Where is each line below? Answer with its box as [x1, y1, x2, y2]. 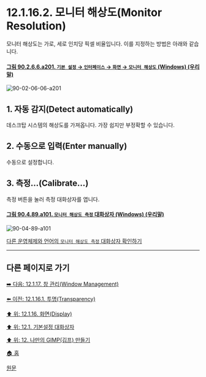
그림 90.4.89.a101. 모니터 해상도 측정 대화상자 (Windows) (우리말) [6, 211, 164, 218]
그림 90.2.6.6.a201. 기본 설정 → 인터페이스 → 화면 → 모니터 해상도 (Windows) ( [6, 63, 190, 70]
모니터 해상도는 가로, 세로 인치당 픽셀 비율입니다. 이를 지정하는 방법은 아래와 [6, 40, 188, 47]
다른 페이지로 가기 [6, 263, 70, 273]
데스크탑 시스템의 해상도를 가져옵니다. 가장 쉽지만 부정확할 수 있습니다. [6, 121, 175, 129]
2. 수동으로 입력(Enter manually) [6, 141, 128, 151]
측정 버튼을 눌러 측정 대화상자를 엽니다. [6, 196, 100, 203]
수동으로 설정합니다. [6, 158, 54, 166]
